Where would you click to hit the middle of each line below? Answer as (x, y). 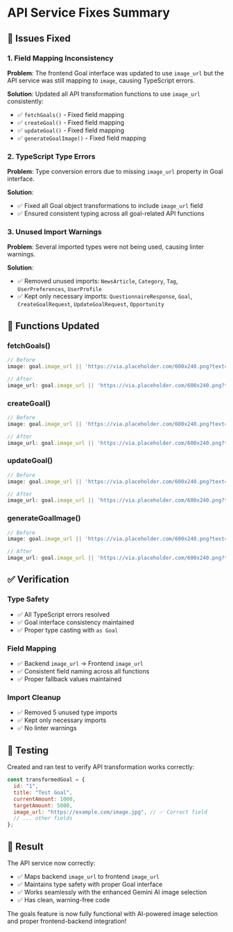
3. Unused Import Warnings (54, 232)
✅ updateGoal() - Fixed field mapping (71, 130)
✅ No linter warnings (47, 728)
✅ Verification (38, 580)
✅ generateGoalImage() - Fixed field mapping (81, 138)
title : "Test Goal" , (43, 792)
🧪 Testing (28, 750)
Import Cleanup (34, 697)
